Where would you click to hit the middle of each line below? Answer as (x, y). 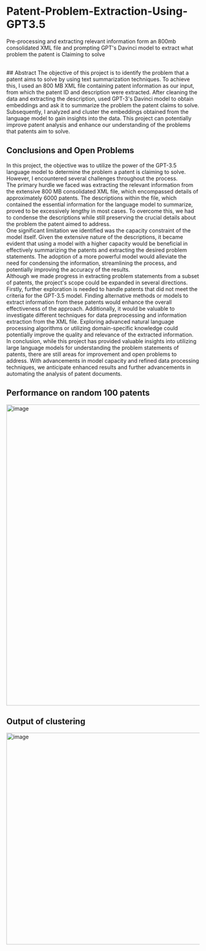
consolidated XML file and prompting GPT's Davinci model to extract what (100, 48)
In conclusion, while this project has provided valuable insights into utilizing (101, 341)
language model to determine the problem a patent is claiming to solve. (96, 172)
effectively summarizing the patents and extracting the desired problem (97, 250)
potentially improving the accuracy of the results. (68, 269)
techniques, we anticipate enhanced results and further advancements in (99, 367)
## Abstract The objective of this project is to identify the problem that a (97, 72)
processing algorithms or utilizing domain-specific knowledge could (92, 328)
